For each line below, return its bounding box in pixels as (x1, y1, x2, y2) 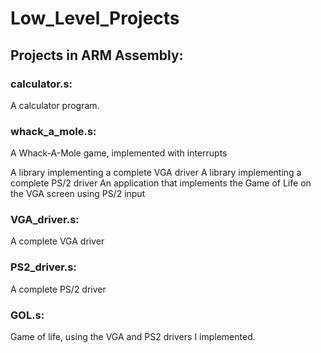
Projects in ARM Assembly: (10, 47, 184, 64)
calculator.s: (10, 77, 73, 91)
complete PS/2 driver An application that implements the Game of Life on (10, 177, 312, 189)
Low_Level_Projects (10, 7, 180, 30)
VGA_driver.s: (10, 213, 80, 227)
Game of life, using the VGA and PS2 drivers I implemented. (10, 331, 256, 343)
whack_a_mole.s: (10, 124, 97, 138)
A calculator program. (10, 99, 100, 111)
